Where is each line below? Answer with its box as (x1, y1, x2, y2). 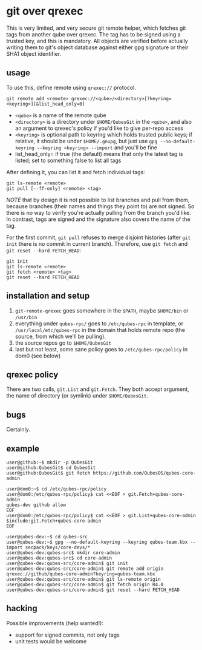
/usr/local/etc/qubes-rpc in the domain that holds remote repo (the (15, 326, 186, 333)
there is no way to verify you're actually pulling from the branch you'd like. (6, 209, 192, 216)
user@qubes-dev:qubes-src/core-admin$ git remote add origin (6, 566, 164, 572)
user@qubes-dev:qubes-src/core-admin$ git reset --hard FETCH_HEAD (6, 587, 180, 593)
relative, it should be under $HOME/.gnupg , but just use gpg (15, 137, 158, 144)
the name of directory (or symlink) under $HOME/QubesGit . (6, 392, 148, 399)
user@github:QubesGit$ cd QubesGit (6, 465, 96, 471)
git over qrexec (6, 4, 83, 18)
